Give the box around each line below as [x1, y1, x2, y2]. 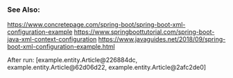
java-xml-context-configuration [7, 35, 97, 43]
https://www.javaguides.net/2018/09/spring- [98, 35, 226, 43]
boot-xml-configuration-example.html [7, 43, 116, 51]
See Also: [7, 5, 40, 14]
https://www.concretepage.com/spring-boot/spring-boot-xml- [7, 21, 186, 29]
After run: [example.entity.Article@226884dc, [7, 56, 138, 64]
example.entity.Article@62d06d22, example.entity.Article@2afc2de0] [7, 64, 207, 72]
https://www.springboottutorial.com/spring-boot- [74, 28, 215, 36]
